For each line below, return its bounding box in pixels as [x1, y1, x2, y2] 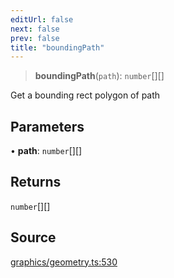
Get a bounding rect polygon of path [10, 89, 161, 101]
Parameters [10, 118, 85, 135]
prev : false [10, 33, 60, 43]
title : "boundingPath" [10, 42, 105, 53]
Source [10, 229, 57, 246]
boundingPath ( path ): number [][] [34, 70, 165, 82]
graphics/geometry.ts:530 [10, 256, 118, 268]
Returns [10, 174, 62, 191]
